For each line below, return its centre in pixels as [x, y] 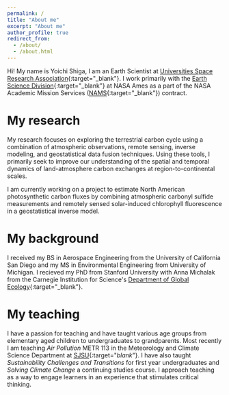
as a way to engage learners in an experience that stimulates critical [103, 377]
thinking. [19, 384]
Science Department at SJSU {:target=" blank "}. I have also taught [99, 355]
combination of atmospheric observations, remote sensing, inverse [102, 146]
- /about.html [33, 52]
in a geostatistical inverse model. [53, 211]
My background [53, 239]
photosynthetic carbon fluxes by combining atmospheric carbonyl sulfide [110, 196]
